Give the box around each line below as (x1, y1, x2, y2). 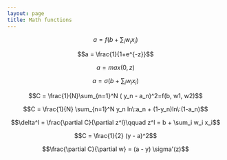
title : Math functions (7, 16, 72, 23)
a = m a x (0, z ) (96, 63, 136, 72)
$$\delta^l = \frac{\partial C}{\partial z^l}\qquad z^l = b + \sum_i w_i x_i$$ (10, 118, 221, 127)
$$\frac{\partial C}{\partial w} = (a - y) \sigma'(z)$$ (42, 145, 189, 153)
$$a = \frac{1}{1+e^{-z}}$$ (77, 50, 154, 58)
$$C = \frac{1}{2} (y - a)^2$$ (74, 132, 158, 140)
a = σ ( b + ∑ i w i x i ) (92, 77, 139, 87)
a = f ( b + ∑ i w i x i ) (92, 35, 139, 45)
